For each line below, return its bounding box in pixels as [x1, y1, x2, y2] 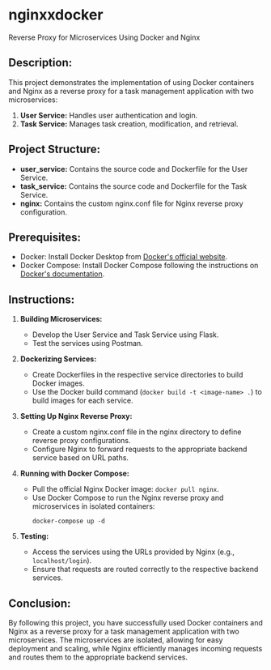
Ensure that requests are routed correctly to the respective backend [32, 565, 259, 574]
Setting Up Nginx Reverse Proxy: [19, 412, 133, 421]
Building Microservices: [19, 314, 103, 324]
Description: [8, 56, 73, 70]
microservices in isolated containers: [32, 501, 155, 511]
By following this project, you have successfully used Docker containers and [8, 618, 263, 627]
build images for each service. [32, 395, 133, 406]
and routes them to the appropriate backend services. [8, 652, 188, 662]
